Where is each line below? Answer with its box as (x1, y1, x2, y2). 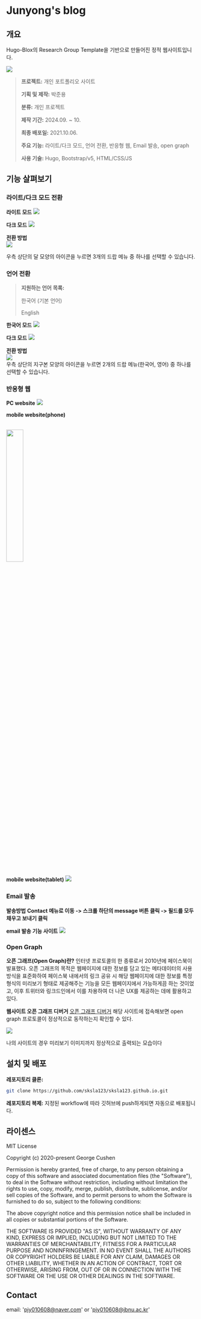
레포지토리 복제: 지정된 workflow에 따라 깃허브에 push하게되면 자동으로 (6, 1099, 175, 1106)
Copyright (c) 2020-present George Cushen (6, 1155, 116, 1162)
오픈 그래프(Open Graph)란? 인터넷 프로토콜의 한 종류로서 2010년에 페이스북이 (6, 957, 193, 964)
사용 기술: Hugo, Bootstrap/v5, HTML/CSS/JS (20, 155, 132, 161)
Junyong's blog (6, 4, 86, 17)
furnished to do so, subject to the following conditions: (6, 1198, 141, 1205)
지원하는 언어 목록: (20, 284, 65, 291)
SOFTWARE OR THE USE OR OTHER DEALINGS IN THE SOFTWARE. (6, 1273, 175, 1280)
